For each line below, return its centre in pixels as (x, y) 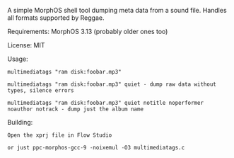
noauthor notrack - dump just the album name (75, 109)
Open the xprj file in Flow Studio (60, 135)
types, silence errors (41, 91)
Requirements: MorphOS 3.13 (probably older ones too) (88, 32)
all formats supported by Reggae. (56, 18)
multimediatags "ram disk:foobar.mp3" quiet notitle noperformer (105, 103)
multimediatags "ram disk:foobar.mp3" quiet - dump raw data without (112, 84)
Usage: (18, 59)
